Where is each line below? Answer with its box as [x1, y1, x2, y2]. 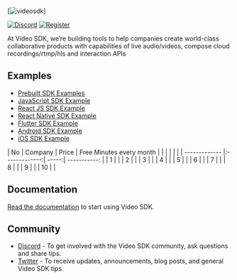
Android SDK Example [17, 126, 83, 135]
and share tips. [17, 249, 62, 258]
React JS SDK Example [17, 104, 85, 112]
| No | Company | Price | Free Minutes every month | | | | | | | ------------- [7, 148, 222, 156]
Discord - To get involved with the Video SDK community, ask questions [17, 242, 228, 250]
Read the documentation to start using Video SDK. [7, 203, 155, 211]
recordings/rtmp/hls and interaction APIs [7, 50, 126, 58]
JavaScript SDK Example [17, 96, 91, 104]
